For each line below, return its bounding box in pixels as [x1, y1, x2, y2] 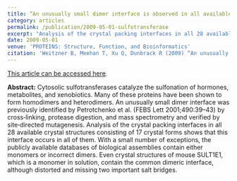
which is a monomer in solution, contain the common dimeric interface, [7, 158, 214, 166]
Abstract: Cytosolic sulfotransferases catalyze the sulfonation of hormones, [7, 83, 229, 91]
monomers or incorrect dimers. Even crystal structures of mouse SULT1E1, [7, 150, 224, 159]
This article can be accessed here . [7, 69, 108, 78]
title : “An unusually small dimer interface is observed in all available [7, 10, 232, 18]
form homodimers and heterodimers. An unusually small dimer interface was [7, 98, 230, 106]
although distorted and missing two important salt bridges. [7, 165, 178, 174]
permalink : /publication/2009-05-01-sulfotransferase [7, 23, 169, 30]
